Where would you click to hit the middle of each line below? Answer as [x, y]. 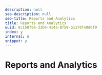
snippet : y [16, 41]
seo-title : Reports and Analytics [40, 18]
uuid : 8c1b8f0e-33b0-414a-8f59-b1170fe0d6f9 [51, 28]
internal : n [17, 37]
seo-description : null [28, 14]
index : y [14, 32]
